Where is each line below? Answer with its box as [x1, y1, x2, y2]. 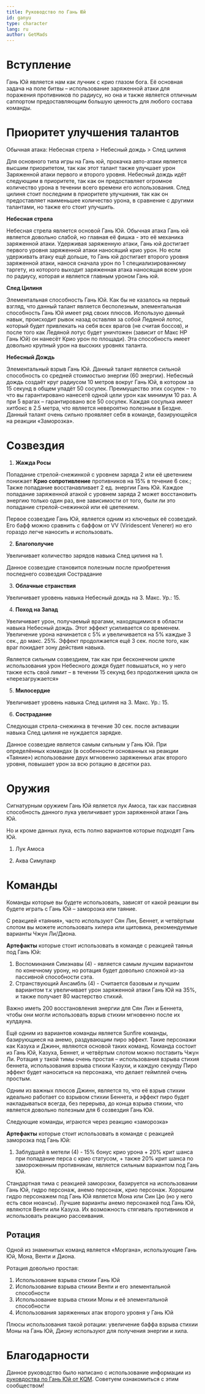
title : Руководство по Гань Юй [6, 9, 86, 15]
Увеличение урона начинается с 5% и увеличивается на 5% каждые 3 [6, 631, 192, 638]
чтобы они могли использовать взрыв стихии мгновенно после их [6, 1010, 181, 1018]
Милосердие [15, 686, 51, 694]
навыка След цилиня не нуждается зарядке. [6, 729, 122, 736]
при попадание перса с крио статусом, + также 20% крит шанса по [15, 1154, 194, 1162]
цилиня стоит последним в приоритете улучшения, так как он [6, 190, 168, 198]
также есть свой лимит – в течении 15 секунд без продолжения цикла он [6, 668, 198, 676]
